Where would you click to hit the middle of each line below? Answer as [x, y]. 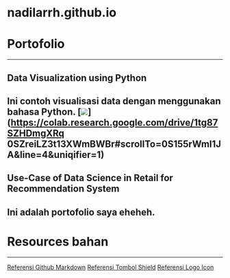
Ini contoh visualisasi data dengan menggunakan [114, 101]
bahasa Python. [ [44, 112]
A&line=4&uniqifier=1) [56, 155]
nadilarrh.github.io [62, 13]
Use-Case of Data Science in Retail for [90, 178]
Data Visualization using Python [77, 78]
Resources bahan [58, 241]
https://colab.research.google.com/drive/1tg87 [114, 123]
